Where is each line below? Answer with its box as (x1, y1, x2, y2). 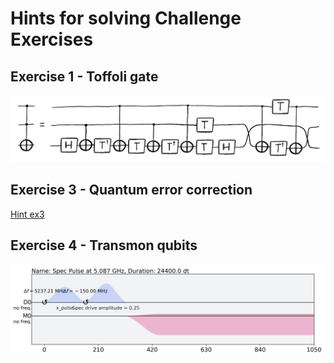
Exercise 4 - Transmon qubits (10, 237, 198, 254)
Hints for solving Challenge (10, 7, 242, 30)
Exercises (10, 28, 94, 51)
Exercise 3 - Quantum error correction (10, 182, 253, 199)
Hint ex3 (10, 208, 45, 220)
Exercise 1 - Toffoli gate (10, 68, 159, 85)
